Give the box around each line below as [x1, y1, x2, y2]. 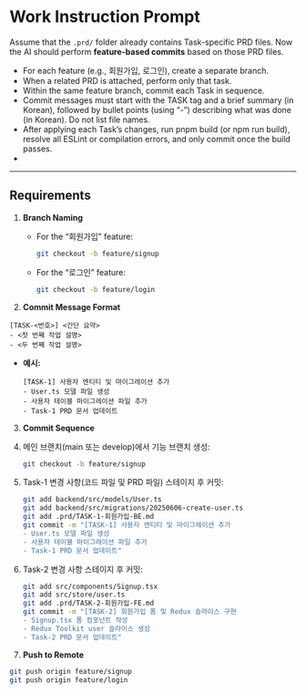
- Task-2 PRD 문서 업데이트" [22, 632, 122, 642]
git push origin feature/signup [9, 667, 132, 676]
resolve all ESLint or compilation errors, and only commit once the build [22, 133, 291, 144]
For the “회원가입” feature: [36, 231, 134, 242]
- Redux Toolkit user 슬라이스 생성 [22, 624, 150, 633]
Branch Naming [22, 212, 84, 223]
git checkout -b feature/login [36, 285, 156, 294]
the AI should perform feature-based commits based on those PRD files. [9, 46, 284, 57]
